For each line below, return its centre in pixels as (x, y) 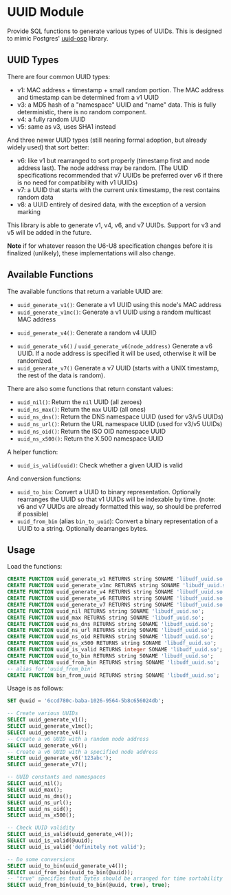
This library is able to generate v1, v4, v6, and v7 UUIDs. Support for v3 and (114, 225)
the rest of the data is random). (61, 375)
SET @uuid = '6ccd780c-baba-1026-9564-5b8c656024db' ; (86, 701)
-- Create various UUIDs (43, 713)
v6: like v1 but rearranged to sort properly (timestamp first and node (113, 160)
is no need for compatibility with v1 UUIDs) (77, 182)
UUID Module (46, 12)
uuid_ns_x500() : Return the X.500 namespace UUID (90, 439)
